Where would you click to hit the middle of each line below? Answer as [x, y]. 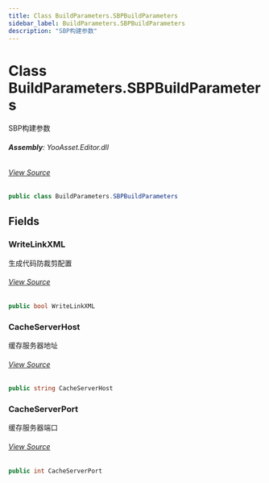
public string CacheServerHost [61, 389]
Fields [24, 221]
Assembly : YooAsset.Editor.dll [59, 147]
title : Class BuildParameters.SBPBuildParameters [93, 16]
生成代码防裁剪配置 [40, 263]
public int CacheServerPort [56, 471]
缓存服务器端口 [33, 427]
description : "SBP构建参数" [53, 31]
